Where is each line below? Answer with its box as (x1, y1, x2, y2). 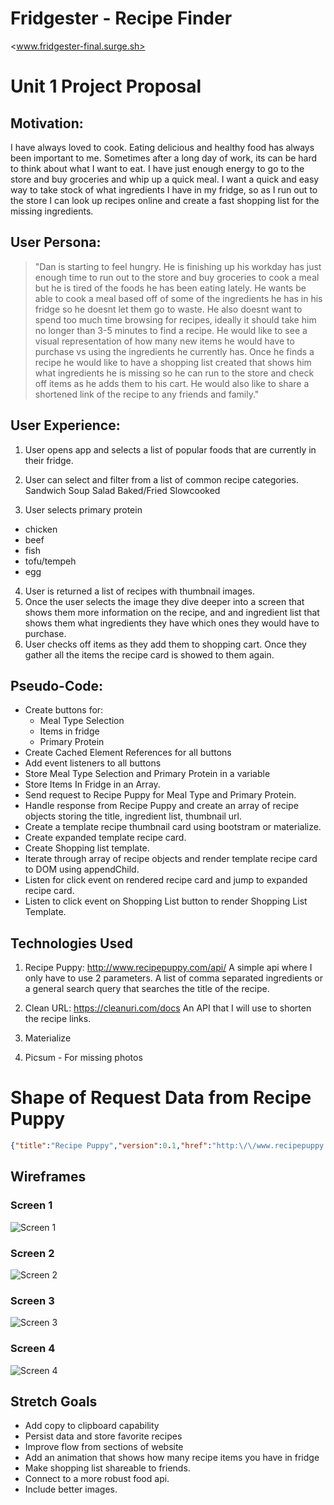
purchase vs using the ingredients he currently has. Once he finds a (34, 345, 315, 357)
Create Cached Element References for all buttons (24, 747, 232, 759)
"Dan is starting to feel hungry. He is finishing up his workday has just (34, 260, 322, 272)
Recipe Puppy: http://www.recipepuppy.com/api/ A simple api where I (24, 962, 313, 974)
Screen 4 (10, 1342, 56, 1356)
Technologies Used (10, 935, 133, 952)
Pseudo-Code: (10, 677, 104, 694)
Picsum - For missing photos (24, 1052, 143, 1064)
